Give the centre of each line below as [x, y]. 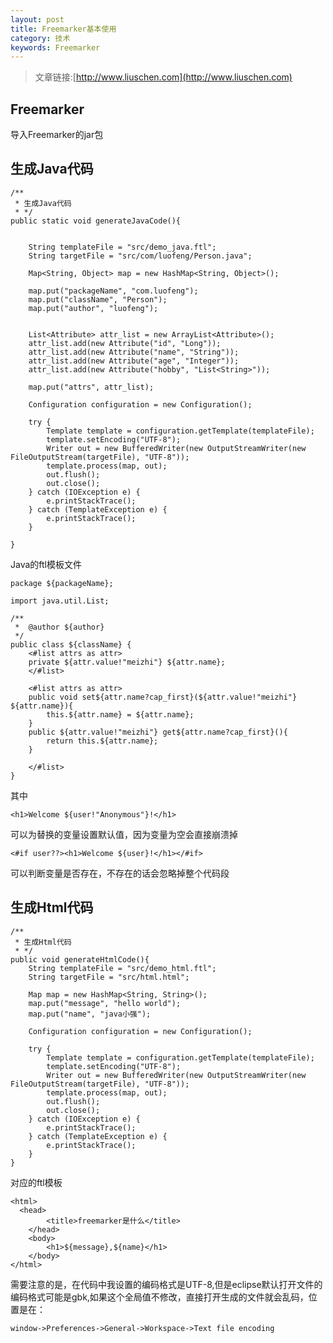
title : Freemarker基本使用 [63, 29]
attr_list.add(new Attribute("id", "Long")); [125, 343]
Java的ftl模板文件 [46, 564]
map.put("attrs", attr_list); [91, 387]
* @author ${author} [59, 627]
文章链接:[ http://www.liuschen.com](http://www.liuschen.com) [163, 77]
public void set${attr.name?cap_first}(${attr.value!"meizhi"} [163, 697]
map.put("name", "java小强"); [90, 1014]
